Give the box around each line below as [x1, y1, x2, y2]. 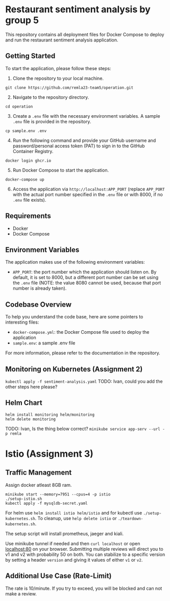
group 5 [5, 14, 39, 26]
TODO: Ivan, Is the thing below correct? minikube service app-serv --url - [5, 425, 165, 432]
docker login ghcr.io [5, 158, 52, 163]
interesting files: [5, 319, 39, 326]
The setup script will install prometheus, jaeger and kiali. [5, 530, 124, 536]
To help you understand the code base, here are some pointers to [5, 314, 143, 320]
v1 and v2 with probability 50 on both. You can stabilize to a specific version [5, 551, 165, 557]
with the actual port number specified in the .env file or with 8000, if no [12, 191, 163, 198]
